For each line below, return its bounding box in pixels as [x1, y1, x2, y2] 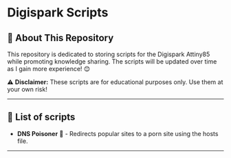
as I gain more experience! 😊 [7, 65, 91, 73]
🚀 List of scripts [7, 111, 76, 123]
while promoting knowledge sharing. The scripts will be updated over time [7, 57, 217, 66]
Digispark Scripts [7, 5, 109, 21]
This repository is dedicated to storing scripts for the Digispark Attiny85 [7, 50, 210, 58]
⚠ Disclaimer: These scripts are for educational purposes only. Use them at [7, 78, 223, 86]
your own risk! [7, 85, 48, 93]
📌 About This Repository [7, 32, 114, 44]
